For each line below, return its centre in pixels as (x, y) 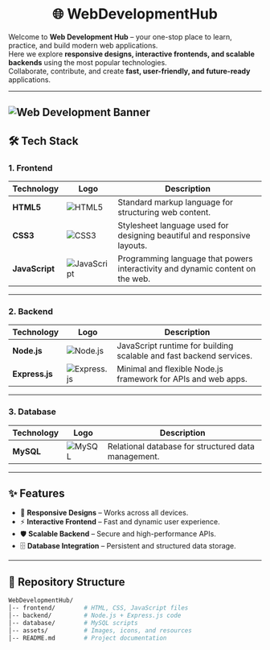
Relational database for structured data (181, 446)
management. (133, 456)
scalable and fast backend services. (185, 356)
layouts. (132, 246)
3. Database (32, 412)
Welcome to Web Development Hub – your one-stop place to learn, (121, 36)
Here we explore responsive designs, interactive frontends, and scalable (132, 54)
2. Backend (31, 311)
